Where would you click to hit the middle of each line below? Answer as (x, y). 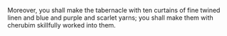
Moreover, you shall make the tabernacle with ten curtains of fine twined (114, 10)
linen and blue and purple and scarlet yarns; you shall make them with (110, 18)
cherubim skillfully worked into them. (62, 25)
